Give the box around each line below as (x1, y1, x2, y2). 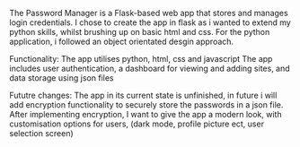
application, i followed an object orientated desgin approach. (9, 36, 234, 47)
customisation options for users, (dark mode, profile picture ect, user (9, 118, 265, 129)
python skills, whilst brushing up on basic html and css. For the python (9, 27, 270, 37)
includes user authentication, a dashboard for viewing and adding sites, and (9, 63, 290, 73)
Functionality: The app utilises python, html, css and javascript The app (9, 54, 273, 64)
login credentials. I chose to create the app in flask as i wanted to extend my (9, 17, 292, 28)
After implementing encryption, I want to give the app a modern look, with (9, 109, 282, 119)
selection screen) (9, 128, 74, 138)
